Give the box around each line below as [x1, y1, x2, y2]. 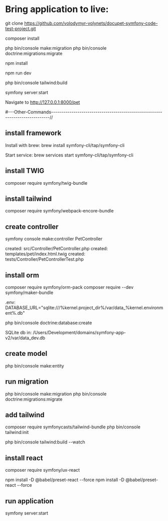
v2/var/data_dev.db [5, 335, 46, 341]
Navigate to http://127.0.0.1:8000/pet [5, 99, 80, 105]
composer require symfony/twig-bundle [5, 180, 88, 186]
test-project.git [5, 25, 36, 31]
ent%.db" [5, 310, 25, 316]
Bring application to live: [5, 4, 109, 15]
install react [5, 454, 43, 462]
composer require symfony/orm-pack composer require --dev [5, 284, 134, 290]
